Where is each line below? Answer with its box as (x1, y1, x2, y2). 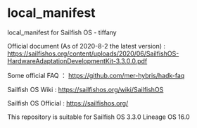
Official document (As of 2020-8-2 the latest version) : (7, 41, 166, 50)
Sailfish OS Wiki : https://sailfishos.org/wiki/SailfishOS (7, 85, 164, 94)
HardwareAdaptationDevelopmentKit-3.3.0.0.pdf (7, 56, 148, 65)
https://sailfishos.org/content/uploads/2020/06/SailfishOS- (7, 49, 179, 58)
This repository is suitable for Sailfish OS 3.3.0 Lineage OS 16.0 (7, 113, 190, 121)
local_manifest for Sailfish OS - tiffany (7, 28, 117, 37)
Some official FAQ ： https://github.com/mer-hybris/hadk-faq (7, 71, 185, 79)
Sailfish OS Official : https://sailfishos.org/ (7, 98, 129, 107)
